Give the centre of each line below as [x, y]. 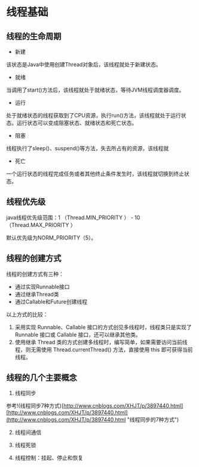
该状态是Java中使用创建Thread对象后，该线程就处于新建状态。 [84, 64]
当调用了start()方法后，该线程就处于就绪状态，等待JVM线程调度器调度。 [95, 90]
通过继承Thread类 [37, 294]
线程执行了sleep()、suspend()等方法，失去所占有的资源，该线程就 [88, 148]
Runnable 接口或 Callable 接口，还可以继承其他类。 [78, 334]
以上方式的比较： [27, 314]
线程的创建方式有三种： [35, 274]
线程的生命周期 [34, 36]
